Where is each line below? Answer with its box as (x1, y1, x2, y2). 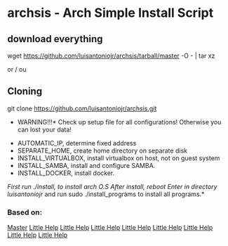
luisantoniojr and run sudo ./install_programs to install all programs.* (7, 190, 205, 198)
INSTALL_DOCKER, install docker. (17, 169, 115, 177)
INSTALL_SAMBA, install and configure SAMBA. (17, 161, 156, 169)
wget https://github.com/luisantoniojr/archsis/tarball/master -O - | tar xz (7, 51, 215, 60)
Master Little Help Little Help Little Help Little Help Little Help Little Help (7, 224, 213, 232)
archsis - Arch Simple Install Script (7, 5, 214, 21)
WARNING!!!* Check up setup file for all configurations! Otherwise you (17, 117, 222, 126)
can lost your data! (17, 125, 72, 134)
